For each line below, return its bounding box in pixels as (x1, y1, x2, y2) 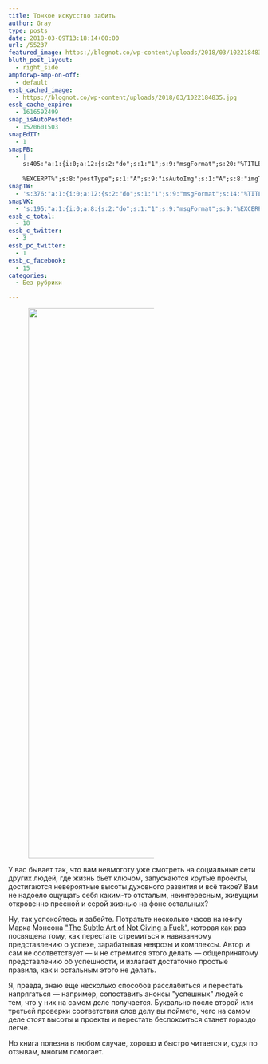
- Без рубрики (15, 279, 62, 287)
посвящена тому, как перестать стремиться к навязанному (8, 931, 212, 941)
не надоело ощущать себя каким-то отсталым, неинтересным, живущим (8, 891, 258, 900)
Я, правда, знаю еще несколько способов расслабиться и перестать (8, 981, 244, 991)
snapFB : (8, 145, 34, 153)
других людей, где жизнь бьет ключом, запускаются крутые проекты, (8, 873, 249, 883)
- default (15, 78, 48, 86)
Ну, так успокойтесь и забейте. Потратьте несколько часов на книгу (8, 915, 242, 924)
